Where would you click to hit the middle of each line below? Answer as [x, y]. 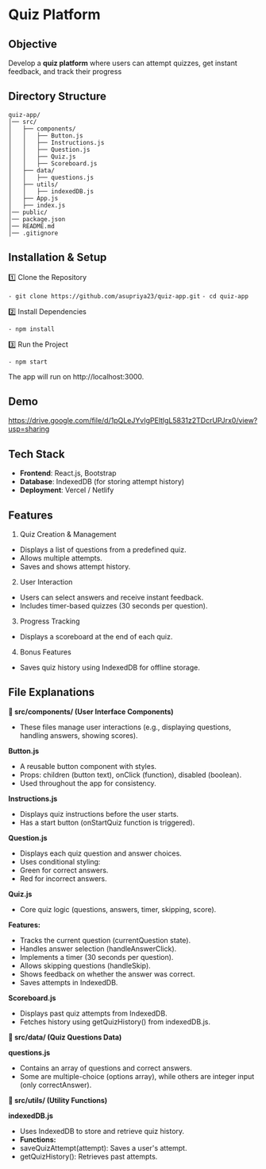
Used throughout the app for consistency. [88, 783]
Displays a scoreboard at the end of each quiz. [96, 637]
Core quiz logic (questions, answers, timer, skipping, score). [118, 909]
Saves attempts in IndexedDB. [69, 982]
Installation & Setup [58, 257]
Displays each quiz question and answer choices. [101, 853]
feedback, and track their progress [65, 72]
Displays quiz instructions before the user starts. [99, 814]
